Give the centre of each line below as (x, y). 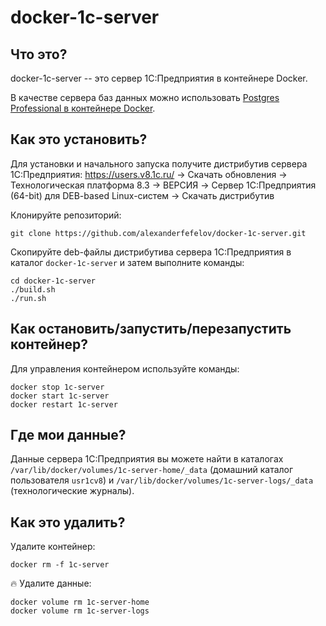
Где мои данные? (68, 435)
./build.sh (33, 289)
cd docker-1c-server (53, 281)
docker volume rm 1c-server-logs (80, 611)
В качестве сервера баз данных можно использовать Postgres (145, 97)
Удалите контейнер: (53, 547)
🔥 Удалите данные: (51, 583)
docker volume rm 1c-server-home (80, 602)
